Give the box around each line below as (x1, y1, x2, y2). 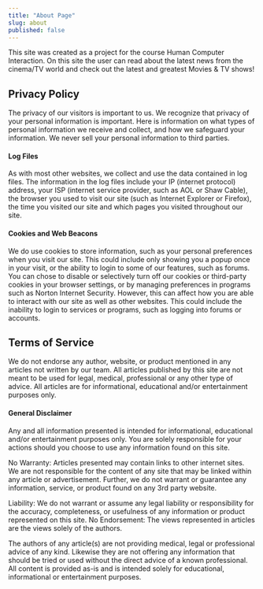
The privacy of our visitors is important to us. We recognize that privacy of (8, 108, 250, 118)
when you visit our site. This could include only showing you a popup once (8, 254, 250, 264)
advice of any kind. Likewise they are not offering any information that (8, 546, 235, 556)
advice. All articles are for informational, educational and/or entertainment (8, 382, 248, 391)
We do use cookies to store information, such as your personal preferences (8, 246, 253, 256)
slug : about (8, 19, 47, 27)
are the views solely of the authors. (8, 523, 123, 532)
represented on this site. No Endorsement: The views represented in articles (8, 515, 256, 524)
